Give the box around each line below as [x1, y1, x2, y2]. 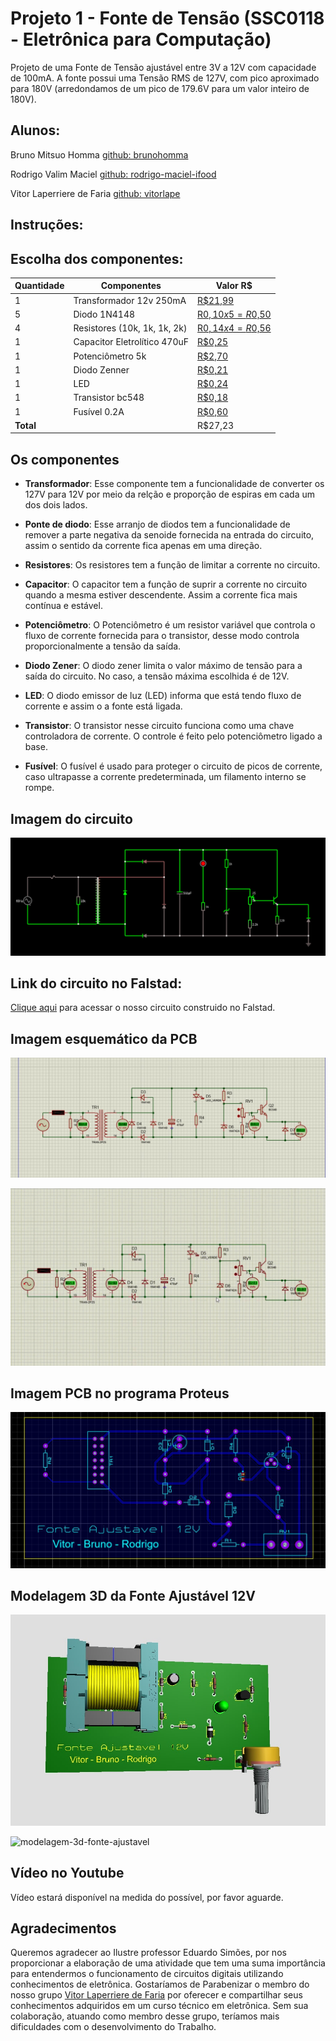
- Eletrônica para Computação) [10, 28, 272, 51]
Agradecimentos [10, 1920, 117, 1937]
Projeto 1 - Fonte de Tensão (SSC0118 [10, 7, 325, 30]
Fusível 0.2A [73, 405, 125, 417]
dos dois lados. [24, 499, 88, 511]
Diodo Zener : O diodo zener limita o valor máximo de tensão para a [24, 660, 303, 672]
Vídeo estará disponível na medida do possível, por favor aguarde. [10, 1891, 284, 1903]
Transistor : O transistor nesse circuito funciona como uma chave [24, 720, 295, 732]
